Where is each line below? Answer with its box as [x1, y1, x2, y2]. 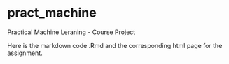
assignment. [7, 49, 43, 57]
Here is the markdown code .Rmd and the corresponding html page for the [7, 41, 223, 49]
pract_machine [7, 5, 97, 21]
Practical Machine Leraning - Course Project [7, 28, 136, 36]
